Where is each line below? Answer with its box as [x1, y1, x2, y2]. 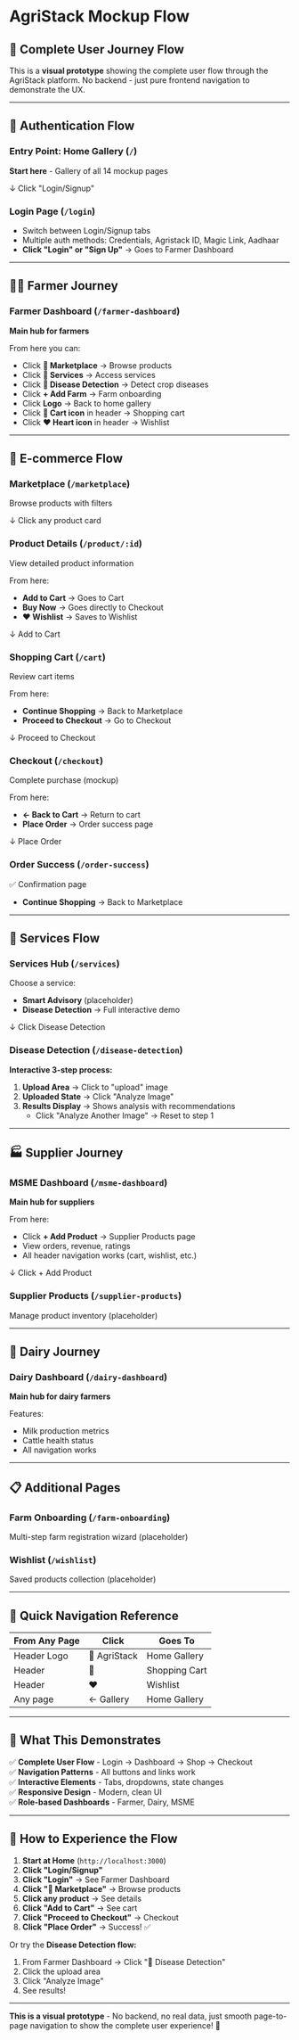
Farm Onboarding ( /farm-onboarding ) [9, 1511, 171, 1524]
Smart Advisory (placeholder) [21, 995, 133, 1006]
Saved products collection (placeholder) [9, 1574, 157, 1584]
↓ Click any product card [9, 515, 101, 526]
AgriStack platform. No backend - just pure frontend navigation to [9, 75, 251, 86]
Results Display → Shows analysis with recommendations [21, 1100, 236, 1111]
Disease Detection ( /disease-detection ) [9, 1044, 183, 1057]
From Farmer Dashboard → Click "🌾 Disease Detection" [21, 1956, 226, 1967]
